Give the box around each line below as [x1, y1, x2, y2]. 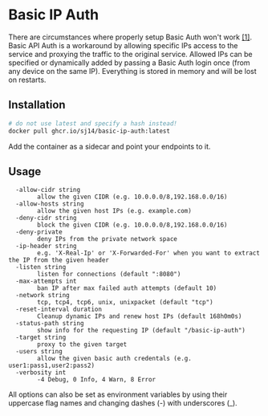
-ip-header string [15, 243, 78, 251]
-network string [15, 292, 70, 300]
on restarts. [8, 75, 47, 84]
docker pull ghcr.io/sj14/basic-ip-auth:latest [8, 127, 171, 135]
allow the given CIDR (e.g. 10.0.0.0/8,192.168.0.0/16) [37, 193, 228, 202]
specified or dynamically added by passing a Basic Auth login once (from [8, 58, 250, 67]
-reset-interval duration [15, 305, 103, 314]
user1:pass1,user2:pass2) [8, 361, 95, 370]
